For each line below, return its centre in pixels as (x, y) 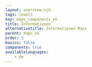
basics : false (20, 43)
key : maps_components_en (31, 19)
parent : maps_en (22, 33)
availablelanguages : (27, 52)
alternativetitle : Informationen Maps (46, 29)
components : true (24, 47)
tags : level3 (19, 15)
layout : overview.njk (28, 10)
